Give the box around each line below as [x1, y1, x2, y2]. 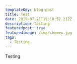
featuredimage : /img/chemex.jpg [5, 30, 72, 35]
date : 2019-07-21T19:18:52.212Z [5, 16, 72, 21]
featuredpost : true [5, 26, 46, 31]
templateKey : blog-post [5, 7, 55, 12]
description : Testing [5, 21, 50, 26]
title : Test [5, 12, 30, 17]
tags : [5, 35, 16, 40]
